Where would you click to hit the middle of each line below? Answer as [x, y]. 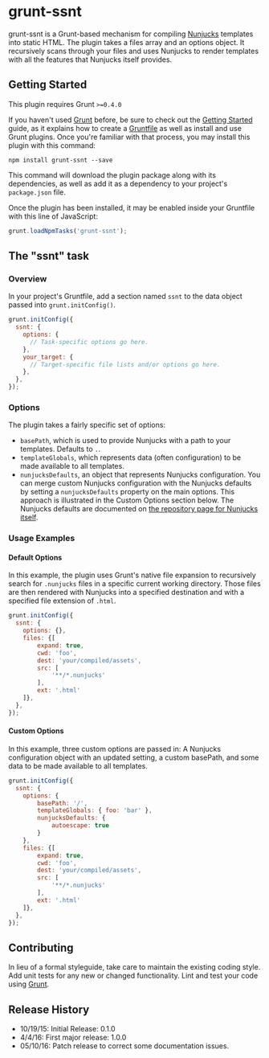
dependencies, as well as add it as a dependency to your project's [118, 183]
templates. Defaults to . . [60, 449]
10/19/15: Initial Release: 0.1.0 [67, 1029]
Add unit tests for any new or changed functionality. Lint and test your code [133, 976]
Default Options [35, 557]
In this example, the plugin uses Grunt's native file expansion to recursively [132, 575]
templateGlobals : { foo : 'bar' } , [95, 810]
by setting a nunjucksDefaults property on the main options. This [127, 492]
